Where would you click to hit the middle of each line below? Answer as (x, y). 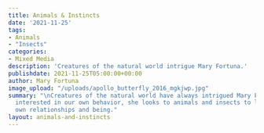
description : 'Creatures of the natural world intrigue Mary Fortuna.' (128, 66)
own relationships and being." (66, 110)
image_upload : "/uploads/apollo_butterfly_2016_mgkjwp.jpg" (109, 88)
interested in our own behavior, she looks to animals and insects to (133, 102)
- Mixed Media (31, 59)
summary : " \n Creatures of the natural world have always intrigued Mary (130, 95)
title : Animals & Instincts (54, 15)
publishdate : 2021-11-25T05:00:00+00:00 (75, 74)
